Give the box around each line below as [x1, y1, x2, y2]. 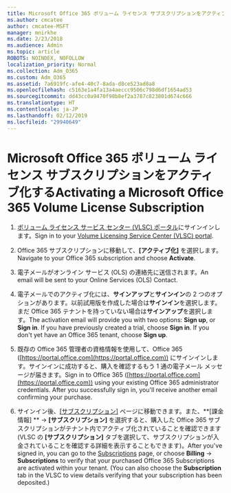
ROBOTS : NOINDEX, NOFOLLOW [7, 55, 85, 62]
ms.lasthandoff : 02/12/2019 [7, 112, 88, 119]
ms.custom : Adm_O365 [7, 73, 67, 81]
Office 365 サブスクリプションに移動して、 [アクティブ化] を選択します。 [16, 246, 222, 255]
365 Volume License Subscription [7, 200, 205, 215]
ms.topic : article [7, 49, 60, 56]
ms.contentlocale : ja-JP [7, 106, 78, 113]
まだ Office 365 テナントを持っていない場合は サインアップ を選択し [16, 307, 208, 316]
